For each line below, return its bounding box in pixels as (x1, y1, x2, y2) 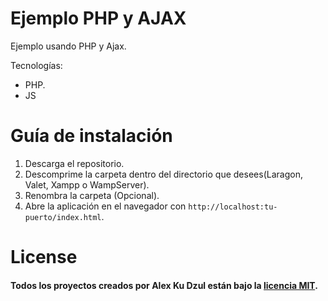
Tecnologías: (10, 59, 63, 71)
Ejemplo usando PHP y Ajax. (10, 40, 127, 52)
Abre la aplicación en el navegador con (24, 200, 187, 212)
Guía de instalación (10, 125, 173, 147)
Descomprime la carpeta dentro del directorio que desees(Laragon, (24, 168, 303, 180)
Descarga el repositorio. (24, 157, 125, 169)
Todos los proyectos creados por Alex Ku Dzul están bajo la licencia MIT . (10, 279, 318, 291)
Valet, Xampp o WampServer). (24, 178, 150, 191)
